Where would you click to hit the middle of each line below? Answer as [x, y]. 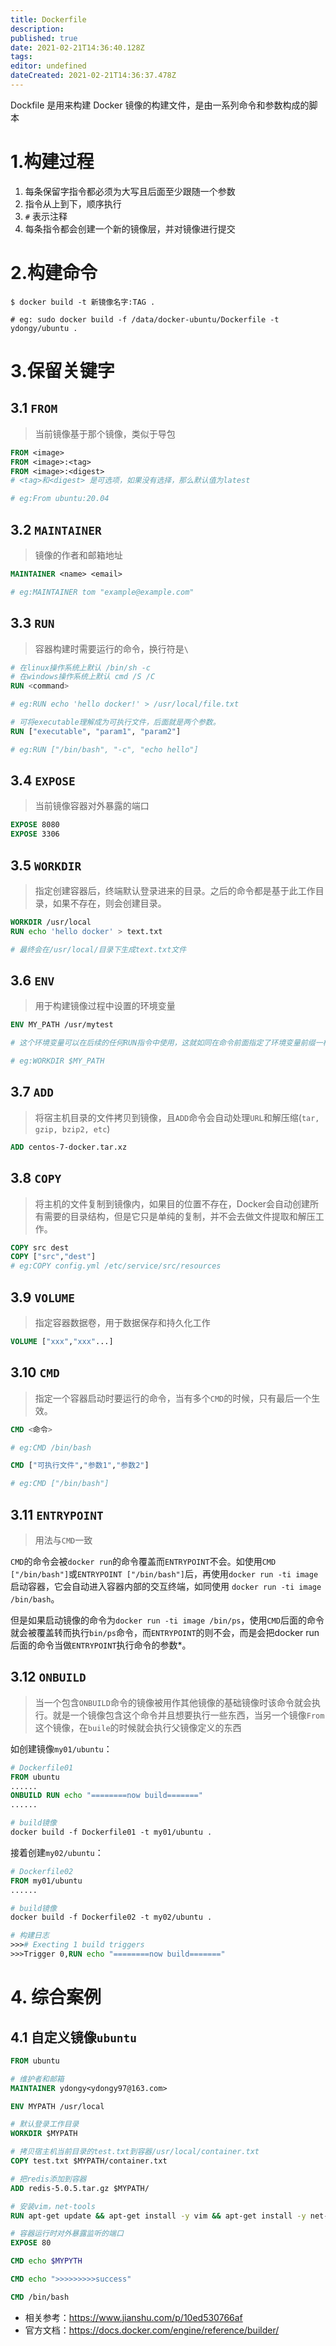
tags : [21, 57]
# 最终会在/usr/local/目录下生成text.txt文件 [98, 949]
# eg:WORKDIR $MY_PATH [57, 1061]
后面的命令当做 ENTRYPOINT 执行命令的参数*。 [101, 1645]
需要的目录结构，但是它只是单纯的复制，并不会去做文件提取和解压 [179, 1216]
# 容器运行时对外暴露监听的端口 [67, 2234]
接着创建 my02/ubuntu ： [57, 1852]
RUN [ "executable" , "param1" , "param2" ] [96, 731]
